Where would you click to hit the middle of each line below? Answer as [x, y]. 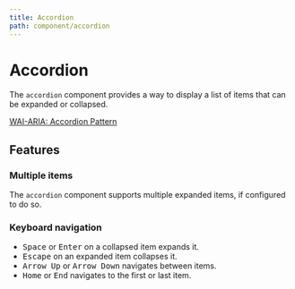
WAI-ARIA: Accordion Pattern [63, 122]
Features [35, 150]
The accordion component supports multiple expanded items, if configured [147, 195]
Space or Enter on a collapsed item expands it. [111, 247]
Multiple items [41, 175]
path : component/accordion [60, 26]
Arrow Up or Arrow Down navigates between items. [119, 266]
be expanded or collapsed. [59, 105]
